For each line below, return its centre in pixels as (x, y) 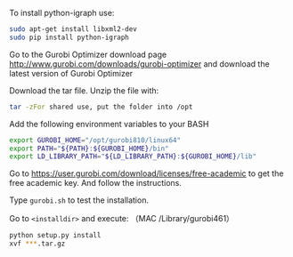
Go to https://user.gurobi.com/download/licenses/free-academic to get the (146, 173)
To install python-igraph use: (62, 13)
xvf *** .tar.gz (37, 244)
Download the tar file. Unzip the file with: (84, 90)
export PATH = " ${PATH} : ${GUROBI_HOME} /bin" (89, 149)
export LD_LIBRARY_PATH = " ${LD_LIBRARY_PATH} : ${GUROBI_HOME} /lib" (133, 157)
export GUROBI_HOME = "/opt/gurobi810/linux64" (95, 140)
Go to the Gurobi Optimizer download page (88, 54)
